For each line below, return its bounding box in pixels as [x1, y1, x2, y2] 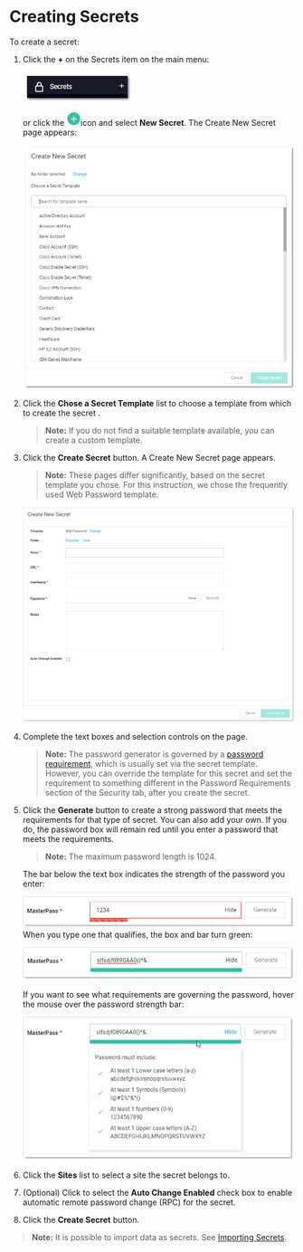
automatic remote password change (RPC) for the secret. [22, 1197, 236, 1208]
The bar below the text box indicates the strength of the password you [22, 869, 286, 880]
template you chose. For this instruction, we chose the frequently [44, 479, 288, 490]
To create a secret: [9, 36, 80, 47]
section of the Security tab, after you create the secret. [44, 788, 251, 798]
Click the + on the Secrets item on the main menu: [22, 53, 210, 64]
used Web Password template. [44, 489, 159, 500]
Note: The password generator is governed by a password [44, 749, 264, 760]
